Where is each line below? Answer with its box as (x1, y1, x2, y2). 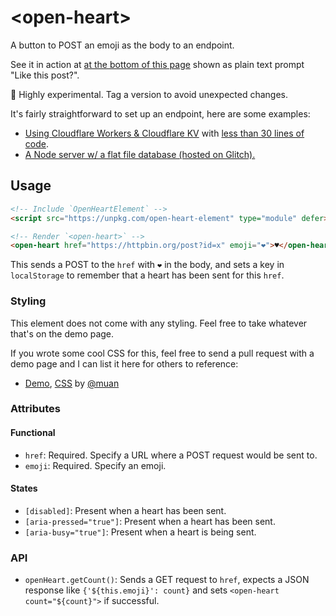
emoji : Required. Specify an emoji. (24, 459, 167, 471)
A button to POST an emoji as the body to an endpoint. (10, 39, 235, 51)
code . (24, 137, 49, 150)
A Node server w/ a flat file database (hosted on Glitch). (24, 148, 256, 160)
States (10, 482, 38, 495)
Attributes (10, 402, 61, 416)
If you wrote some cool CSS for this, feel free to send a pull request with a (10, 347, 315, 359)
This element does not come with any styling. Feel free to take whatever (10, 317, 308, 329)
